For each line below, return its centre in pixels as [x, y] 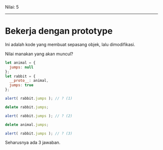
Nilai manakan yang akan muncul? [39, 54]
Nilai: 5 [12, 7]
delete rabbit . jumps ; [27, 107]
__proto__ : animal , [29, 81]
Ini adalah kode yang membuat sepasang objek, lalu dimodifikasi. [70, 44]
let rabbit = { [20, 76]
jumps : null [22, 67]
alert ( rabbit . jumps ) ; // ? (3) [39, 133]
